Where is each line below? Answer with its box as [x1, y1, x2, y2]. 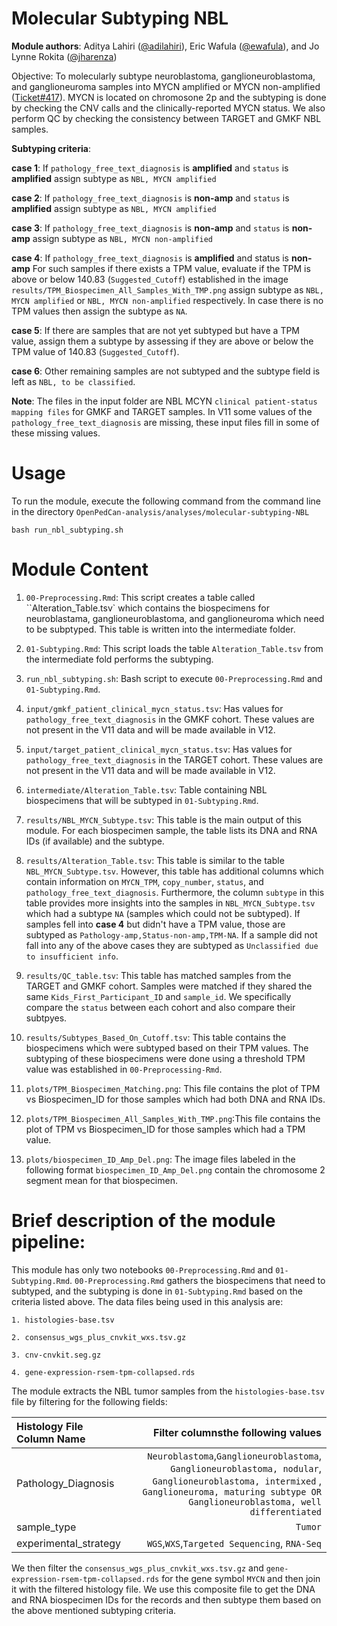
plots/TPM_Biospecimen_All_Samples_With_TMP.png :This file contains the [25, 1112, 321, 1124]
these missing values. [11, 427, 101, 439]
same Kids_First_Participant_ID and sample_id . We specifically [25, 990, 292, 1002]
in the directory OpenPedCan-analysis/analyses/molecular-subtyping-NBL [11, 505, 310, 517]
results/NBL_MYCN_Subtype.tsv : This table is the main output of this [25, 813, 302, 826]
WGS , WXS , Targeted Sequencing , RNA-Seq [146, 1536, 322, 1550]
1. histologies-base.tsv [11, 1315, 115, 1325]
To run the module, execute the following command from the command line [11, 495, 321, 507]
